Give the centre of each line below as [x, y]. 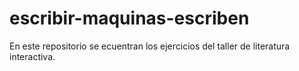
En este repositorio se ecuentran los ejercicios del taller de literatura [150, 46]
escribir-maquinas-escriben [129, 18]
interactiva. [32, 56]
